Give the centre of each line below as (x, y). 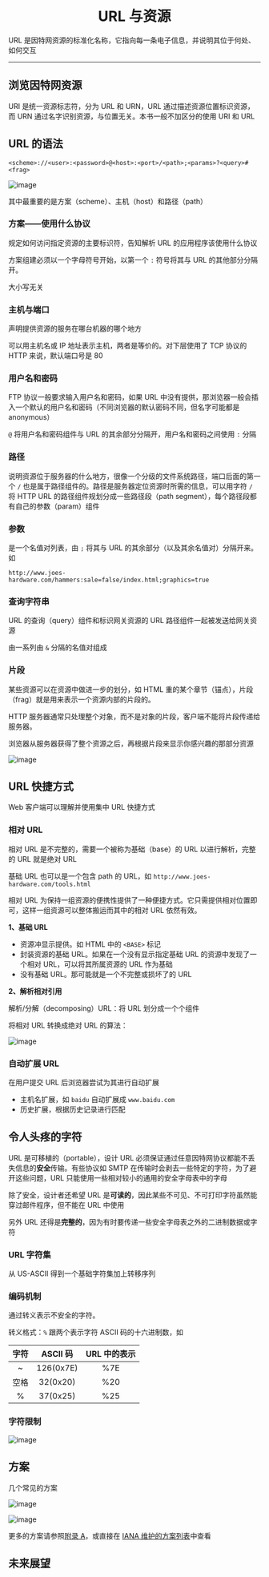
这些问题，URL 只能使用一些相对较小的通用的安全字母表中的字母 (121, 1177)
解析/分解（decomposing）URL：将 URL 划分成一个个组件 (104, 1008)
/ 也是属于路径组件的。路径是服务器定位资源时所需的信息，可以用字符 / (135, 486)
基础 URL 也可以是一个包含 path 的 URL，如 (80, 876)
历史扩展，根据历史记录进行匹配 (72, 1109)
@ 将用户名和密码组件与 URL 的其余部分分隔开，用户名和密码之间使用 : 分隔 (132, 434)
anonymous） (31, 417)
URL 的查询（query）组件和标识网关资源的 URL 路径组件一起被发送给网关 (129, 621)
